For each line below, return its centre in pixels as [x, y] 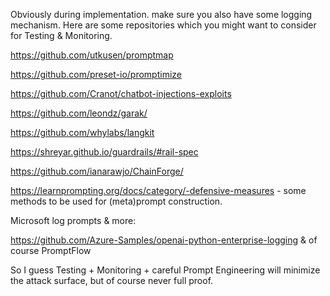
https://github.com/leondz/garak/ [79, 113]
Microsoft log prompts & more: [73, 220]
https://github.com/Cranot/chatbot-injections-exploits [121, 93]
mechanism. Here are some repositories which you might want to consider [163, 25]
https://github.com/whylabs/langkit [82, 132]
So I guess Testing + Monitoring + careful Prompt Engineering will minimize [165, 270]
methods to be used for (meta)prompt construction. [116, 201]
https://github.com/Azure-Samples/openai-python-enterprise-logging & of [164, 240]
